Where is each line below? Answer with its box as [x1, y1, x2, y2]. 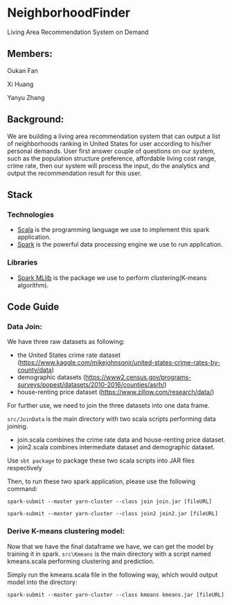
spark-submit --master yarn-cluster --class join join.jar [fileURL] [7, 498, 213, 505]
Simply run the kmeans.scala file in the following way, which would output [7, 570, 218, 579]
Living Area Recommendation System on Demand [7, 28, 149, 36]
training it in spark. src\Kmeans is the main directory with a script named [7, 549, 211, 558]
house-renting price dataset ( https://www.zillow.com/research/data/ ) [17, 388, 215, 397]
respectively [7, 464, 43, 472]
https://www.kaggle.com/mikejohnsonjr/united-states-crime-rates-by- [19, 358, 220, 367]
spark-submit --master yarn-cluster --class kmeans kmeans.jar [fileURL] [7, 591, 225, 598]
